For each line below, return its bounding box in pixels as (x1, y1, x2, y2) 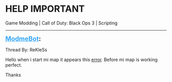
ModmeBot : (5, 34, 41, 43)
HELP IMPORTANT (5, 3, 85, 15)
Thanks (5, 72, 21, 78)
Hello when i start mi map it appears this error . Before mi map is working (5, 57, 158, 63)
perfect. (5, 62, 22, 68)
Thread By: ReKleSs (5, 46, 48, 52)
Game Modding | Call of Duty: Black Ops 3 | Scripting (5, 20, 118, 26)
